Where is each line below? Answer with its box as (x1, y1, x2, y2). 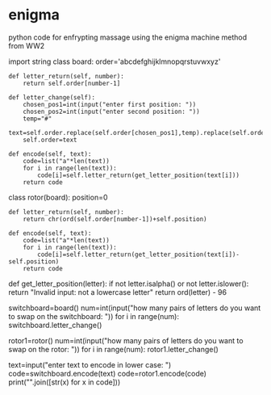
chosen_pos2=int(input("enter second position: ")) (23, 107, 200, 116)
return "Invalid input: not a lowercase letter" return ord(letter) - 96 (8, 287, 227, 296)
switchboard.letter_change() (8, 320, 102, 330)
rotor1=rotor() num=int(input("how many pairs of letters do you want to (8, 335, 244, 345)
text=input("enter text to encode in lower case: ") (8, 359, 172, 369)
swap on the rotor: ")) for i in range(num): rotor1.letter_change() (8, 344, 219, 354)
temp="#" (23, 115, 52, 123)
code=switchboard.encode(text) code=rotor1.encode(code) (8, 368, 207, 378)
